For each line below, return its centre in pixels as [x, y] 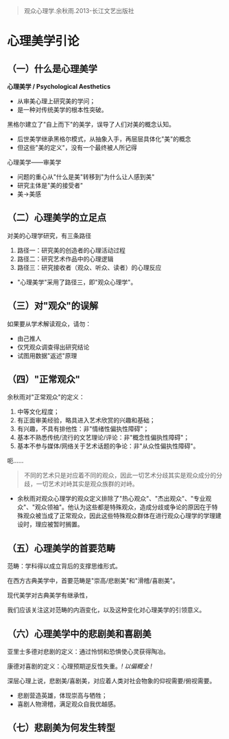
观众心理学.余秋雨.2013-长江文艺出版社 [79, 11]
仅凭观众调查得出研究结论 [53, 347]
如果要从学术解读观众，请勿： [49, 323]
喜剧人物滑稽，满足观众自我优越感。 [68, 704]
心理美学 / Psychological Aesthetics [59, 86]
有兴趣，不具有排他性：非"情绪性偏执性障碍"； [83, 429]
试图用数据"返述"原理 [47, 355]
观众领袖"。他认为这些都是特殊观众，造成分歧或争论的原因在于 [123, 507]
